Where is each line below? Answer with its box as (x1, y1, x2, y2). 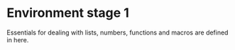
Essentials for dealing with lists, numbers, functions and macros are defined (6, 28, 229, 37)
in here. (6, 35, 29, 44)
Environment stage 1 (6, 5, 129, 21)
